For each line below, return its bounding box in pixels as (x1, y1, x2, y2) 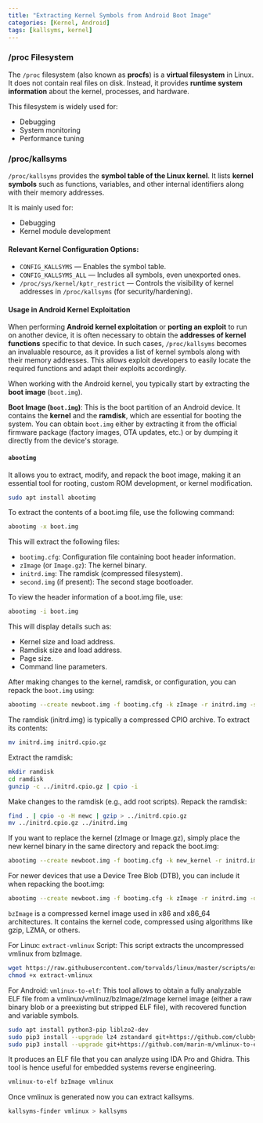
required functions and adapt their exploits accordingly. (8, 364, 187, 374)
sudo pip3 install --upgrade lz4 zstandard (8, 1033, 153, 1041)
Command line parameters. (19, 662, 108, 672)
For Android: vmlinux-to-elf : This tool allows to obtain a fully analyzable (8, 986, 242, 995)
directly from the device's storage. (8, 436, 120, 446)
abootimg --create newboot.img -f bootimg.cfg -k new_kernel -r (8, 857, 222, 865)
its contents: (8, 724, 49, 733)
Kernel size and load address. (19, 637, 116, 647)
